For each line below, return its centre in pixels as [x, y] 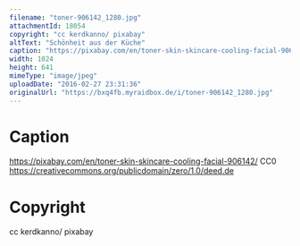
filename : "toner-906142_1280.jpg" [75, 17]
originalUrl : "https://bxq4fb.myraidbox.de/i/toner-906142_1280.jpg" [142, 92]
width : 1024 [31, 59]
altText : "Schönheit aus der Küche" [77, 42]
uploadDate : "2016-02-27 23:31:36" [75, 84]
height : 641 [31, 68]
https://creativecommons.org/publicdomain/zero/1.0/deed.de [122, 171]
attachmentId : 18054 [48, 26]
